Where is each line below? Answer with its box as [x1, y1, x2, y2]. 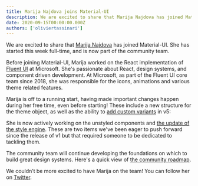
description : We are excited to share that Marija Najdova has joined [6, 14, 183, 20]
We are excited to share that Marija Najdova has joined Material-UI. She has [6, 41, 190, 48]
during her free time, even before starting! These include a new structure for [6, 102, 192, 109]
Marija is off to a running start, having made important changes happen [6, 96, 179, 103]
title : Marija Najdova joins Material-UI [6, 8, 110, 15]
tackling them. [6, 138, 41, 145]
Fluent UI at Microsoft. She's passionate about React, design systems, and [6, 66, 187, 73]
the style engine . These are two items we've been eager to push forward [6, 126, 183, 133]
